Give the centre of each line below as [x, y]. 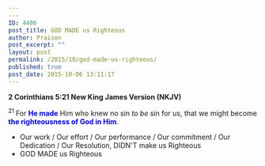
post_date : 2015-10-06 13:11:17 [61, 74]
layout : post [30, 52]
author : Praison [35, 38]
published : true [35, 67]
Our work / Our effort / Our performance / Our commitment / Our [125, 137]
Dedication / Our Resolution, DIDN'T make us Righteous [110, 145]
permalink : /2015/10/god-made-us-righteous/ [83, 60]
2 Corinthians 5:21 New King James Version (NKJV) [95, 96]
